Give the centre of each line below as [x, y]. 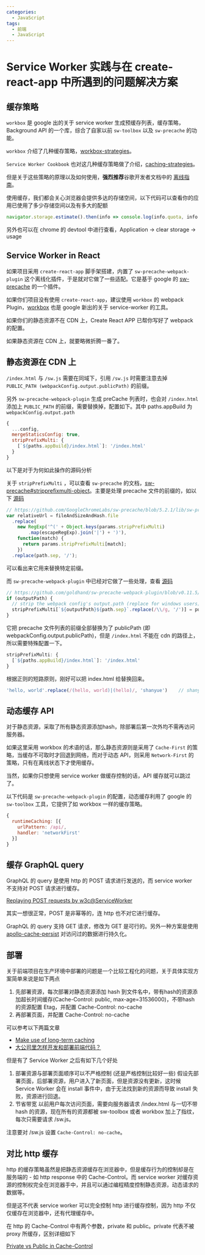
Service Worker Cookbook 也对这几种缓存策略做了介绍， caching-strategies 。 [102, 164]
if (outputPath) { [30, 598]
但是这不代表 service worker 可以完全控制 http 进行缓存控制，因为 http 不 [98, 1205]
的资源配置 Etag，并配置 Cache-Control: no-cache [78, 1007]
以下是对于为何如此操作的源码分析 [49, 470]
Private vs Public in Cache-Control [50, 1246]
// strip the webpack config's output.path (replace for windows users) [106, 604]
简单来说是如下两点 [35, 979]
